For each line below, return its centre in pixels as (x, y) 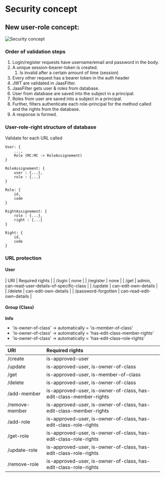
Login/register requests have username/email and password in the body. (86, 62)
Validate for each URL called (34, 138)
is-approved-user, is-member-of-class (94, 374)
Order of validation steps (35, 52)
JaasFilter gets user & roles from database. (56, 88)
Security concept (41, 9)
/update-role (23, 450)
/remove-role (23, 464)
